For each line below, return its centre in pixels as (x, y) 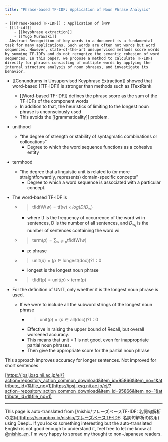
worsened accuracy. (48, 335)
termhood (22, 162)
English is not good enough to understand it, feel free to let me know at (78, 429)
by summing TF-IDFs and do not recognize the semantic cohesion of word (82, 54)
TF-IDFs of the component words (54, 101)
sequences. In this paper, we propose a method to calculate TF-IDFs (79, 58)
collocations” (33, 142)
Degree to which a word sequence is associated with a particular (94, 182)
